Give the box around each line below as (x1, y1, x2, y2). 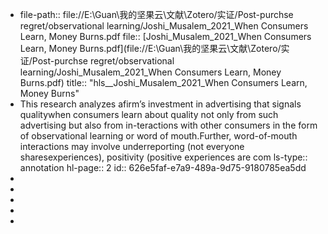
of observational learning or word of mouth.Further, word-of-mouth (19, 130, 298, 142)
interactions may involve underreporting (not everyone (19, 141, 245, 152)
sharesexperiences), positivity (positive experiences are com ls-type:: (19, 151, 308, 163)
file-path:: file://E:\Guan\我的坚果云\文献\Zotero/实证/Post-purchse (19, 9, 294, 20)
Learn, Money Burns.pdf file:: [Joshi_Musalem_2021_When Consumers (19, 31, 312, 42)
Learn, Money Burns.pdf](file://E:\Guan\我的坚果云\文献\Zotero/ (19, 43, 282, 54)
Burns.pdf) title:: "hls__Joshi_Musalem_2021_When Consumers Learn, (19, 77, 308, 88)
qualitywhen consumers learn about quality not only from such (19, 109, 279, 120)
